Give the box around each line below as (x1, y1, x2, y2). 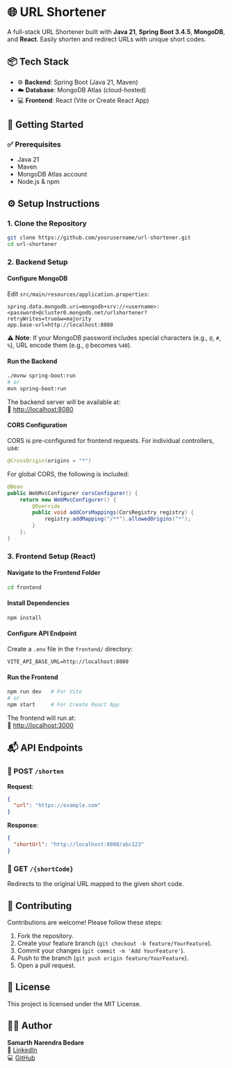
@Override (32, 503, 60, 510)
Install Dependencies (7, 599, 70, 608)
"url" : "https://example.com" (13, 802, 101, 809)
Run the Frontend (7, 673, 58, 681)
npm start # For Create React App (7, 701, 119, 708)
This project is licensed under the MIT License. (7, 999, 142, 1008)
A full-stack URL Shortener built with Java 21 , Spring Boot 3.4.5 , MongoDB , (7, 27, 226, 35)
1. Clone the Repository (7, 218, 87, 228)
